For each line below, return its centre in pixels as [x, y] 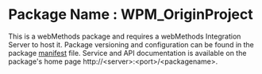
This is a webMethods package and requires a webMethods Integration [125, 36]
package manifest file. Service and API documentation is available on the [127, 53]
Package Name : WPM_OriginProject [131, 15]
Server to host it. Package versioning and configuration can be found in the [131, 44]
